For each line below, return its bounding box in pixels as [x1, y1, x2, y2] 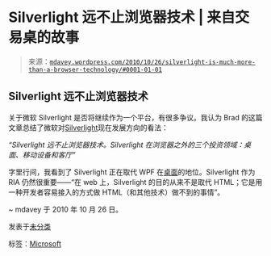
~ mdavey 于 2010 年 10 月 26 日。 [8, 204, 123, 214]
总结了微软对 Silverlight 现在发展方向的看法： [22, 123, 169, 132]
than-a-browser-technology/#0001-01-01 [27, 65, 163, 73]
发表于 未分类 [8, 221, 51, 231]
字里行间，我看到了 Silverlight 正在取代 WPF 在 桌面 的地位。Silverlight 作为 [8, 167, 256, 177]
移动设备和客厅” [22, 149, 76, 159]
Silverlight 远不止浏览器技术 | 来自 [8, 8, 236, 27]
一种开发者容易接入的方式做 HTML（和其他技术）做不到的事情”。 [8, 187, 225, 197]
